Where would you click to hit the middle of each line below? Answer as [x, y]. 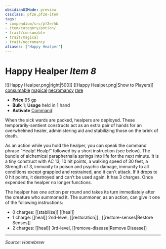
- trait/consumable [25, 33]
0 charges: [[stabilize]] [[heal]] [43, 212]
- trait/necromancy [25, 42]
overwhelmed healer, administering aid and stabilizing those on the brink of [82, 130]
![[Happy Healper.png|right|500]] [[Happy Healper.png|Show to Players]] [79, 85]
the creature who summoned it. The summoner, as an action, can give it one [83, 197]
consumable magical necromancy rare [44, 90]
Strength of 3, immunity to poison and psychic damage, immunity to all [77, 166]
